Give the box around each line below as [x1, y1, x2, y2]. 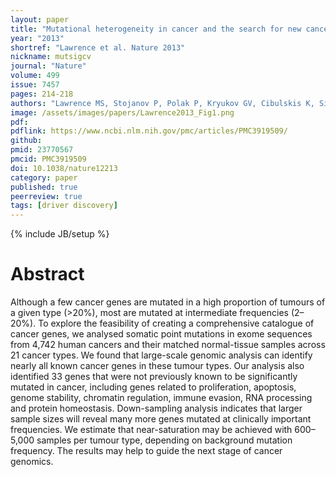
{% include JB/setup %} [10, 228, 110, 240]
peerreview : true [10, 191, 83, 201]
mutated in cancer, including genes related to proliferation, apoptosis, [10, 381, 297, 393]
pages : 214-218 [10, 89, 74, 99]
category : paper [10, 172, 78, 183]
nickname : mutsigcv [10, 52, 92, 62]
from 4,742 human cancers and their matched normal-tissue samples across [10, 339, 326, 351]
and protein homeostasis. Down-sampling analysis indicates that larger [10, 402, 303, 415]
